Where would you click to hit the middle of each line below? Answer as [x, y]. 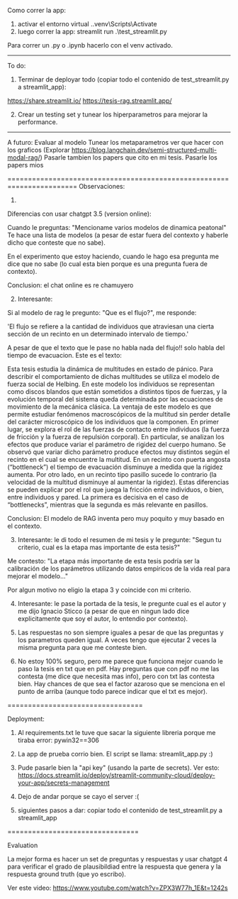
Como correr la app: [36, 10]
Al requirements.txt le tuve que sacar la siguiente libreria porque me [117, 733]
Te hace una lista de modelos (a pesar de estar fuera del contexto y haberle [118, 235]
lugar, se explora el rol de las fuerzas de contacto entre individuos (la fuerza [119, 429]
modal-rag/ [24, 158]
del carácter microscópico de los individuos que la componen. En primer [113, 422]
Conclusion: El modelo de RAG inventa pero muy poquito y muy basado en [116, 518]
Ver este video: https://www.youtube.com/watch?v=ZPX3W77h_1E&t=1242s [118, 888]
